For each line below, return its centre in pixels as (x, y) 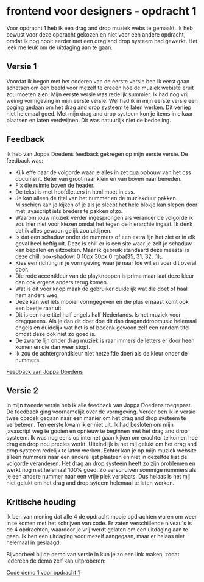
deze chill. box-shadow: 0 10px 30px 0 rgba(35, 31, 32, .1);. (89, 256)
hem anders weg (36, 295)
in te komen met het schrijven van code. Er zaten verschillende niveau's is (99, 523)
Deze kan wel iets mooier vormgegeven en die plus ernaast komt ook (102, 301)
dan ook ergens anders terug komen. (62, 282)
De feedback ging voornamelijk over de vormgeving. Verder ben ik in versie (101, 412)
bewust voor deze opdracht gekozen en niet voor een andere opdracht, (96, 34)
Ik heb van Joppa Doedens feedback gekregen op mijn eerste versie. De (97, 154)
